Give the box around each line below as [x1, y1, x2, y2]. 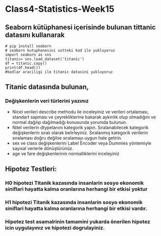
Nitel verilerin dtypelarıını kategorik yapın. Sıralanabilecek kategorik [12, 124, 149, 130]
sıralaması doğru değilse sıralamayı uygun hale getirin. [12, 135, 123, 141]
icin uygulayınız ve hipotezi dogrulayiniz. [5, 224, 105, 231]
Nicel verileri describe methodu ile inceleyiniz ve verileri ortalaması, [12, 109, 149, 115]
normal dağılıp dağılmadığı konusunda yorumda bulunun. [12, 119, 128, 125]
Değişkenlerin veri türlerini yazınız [5, 97, 89, 104]
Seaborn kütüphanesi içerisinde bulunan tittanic [5, 23, 156, 31]
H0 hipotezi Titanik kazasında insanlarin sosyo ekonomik [5, 179, 144, 186]
